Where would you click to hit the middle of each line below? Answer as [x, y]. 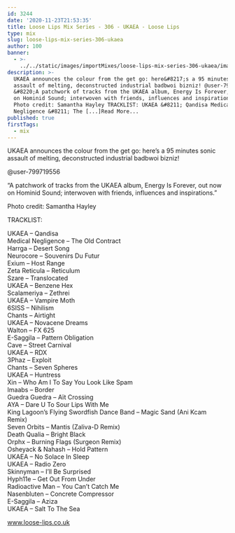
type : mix [22, 33]
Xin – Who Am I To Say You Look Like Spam [70, 382]
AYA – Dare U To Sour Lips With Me [58, 405]
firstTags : [23, 124]
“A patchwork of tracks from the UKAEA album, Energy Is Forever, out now [114, 186]
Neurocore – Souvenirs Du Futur [54, 256]
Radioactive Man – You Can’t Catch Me [63, 487]
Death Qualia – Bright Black [47, 434]
